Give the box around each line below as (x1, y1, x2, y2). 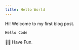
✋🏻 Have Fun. (5, 39, 33, 45)
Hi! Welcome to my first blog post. (5, 21, 75, 26)
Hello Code (5, 30, 28, 35)
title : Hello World (5, 7, 45, 12)
